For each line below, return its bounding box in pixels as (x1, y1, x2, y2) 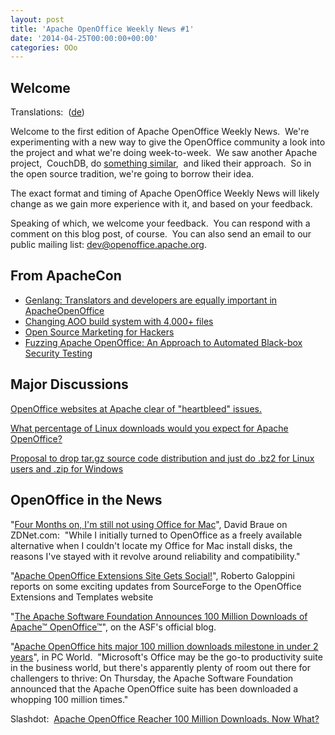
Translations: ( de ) (10, 106, 85, 118)
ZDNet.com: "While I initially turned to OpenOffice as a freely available (10, 529, 303, 541)
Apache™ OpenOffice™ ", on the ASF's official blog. (10, 621, 217, 633)
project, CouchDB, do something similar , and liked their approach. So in (10, 157, 312, 170)
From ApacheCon (10, 267, 122, 285)
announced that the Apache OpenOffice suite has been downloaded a (10, 682, 299, 695)
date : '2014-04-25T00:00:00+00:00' (10, 33, 159, 43)
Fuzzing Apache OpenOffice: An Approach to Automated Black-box (24, 336, 303, 348)
